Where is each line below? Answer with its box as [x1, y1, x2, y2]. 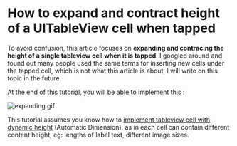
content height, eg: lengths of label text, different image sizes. [7, 130, 189, 139]
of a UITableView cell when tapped [7, 20, 216, 36]
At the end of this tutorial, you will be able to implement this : [7, 88, 185, 96]
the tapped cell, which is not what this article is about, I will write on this [7, 66, 218, 75]
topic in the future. [7, 73, 62, 83]
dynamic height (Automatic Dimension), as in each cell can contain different [7, 122, 230, 131]
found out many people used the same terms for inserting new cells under [7, 58, 225, 67]
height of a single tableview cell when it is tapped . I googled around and [7, 51, 223, 60]
